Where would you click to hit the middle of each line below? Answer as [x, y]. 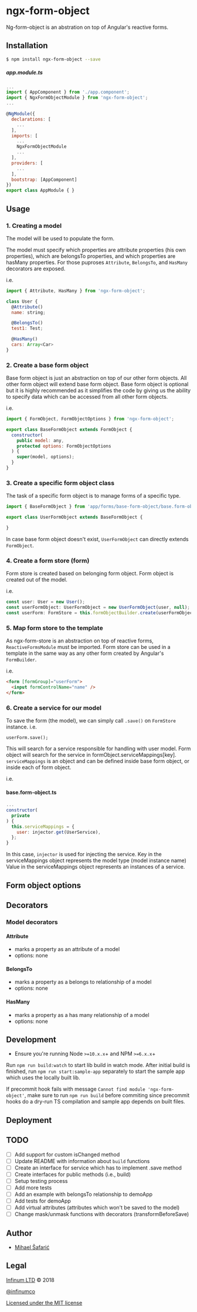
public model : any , [40, 440]
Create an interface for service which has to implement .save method [98, 1168]
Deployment [29, 1120]
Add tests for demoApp [43, 1201]
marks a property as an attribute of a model [67, 949]
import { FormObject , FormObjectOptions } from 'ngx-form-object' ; [90, 419]
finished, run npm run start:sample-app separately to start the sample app [96, 1071]
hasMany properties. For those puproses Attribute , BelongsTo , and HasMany [97, 262]
